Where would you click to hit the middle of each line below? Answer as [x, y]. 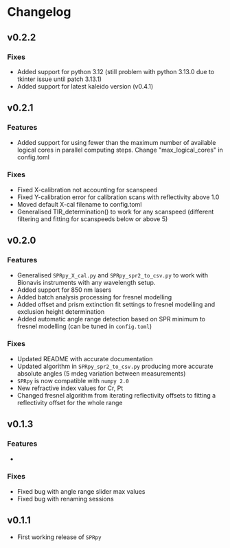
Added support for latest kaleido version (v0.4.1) [85, 86]
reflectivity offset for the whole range [70, 402]
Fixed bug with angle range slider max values [81, 491]
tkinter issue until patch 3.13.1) [59, 79]
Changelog [39, 12]
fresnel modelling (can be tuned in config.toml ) [84, 326]
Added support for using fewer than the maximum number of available [116, 142]
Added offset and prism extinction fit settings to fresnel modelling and [116, 304]
